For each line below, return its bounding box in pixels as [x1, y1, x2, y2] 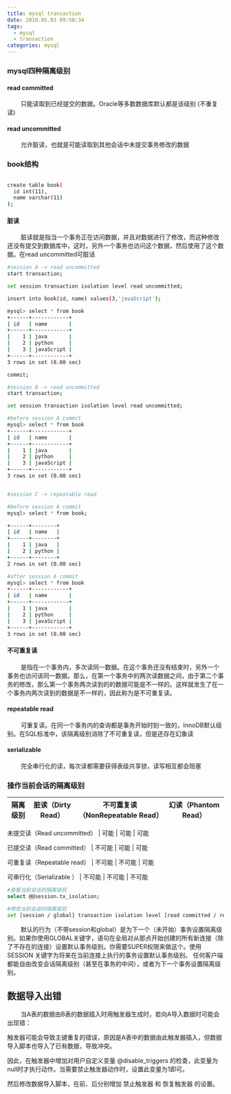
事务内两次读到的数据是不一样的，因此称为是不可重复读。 [12, 689, 176, 697]
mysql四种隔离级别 [7, 66, 71, 76]
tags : [7, 23, 23, 30]
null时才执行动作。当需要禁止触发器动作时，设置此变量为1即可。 [7, 1064, 189, 1073]
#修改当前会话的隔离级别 [7, 905, 67, 912]
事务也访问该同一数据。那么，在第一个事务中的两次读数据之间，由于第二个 [7, 672, 218, 680]
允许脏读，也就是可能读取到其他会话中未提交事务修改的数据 [20, 140, 190, 149]
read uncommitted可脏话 [25, 250, 96, 259]
